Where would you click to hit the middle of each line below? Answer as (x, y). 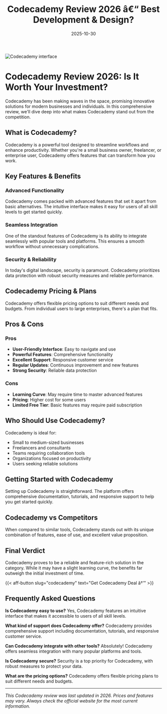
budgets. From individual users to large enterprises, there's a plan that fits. (82, 309)
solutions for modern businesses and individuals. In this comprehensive (79, 106)
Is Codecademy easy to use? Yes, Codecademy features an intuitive (76, 611)
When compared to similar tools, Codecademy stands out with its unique (80, 530)
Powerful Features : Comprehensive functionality (62, 355)
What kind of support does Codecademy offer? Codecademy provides (79, 626)
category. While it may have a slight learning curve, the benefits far (74, 568)
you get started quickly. (29, 502)
